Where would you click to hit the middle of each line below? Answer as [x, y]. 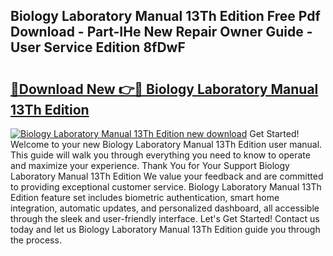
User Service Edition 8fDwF [98, 47]
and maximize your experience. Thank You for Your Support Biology [150, 165]
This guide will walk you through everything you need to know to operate [160, 155]
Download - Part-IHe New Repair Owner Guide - [161, 32]
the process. [36, 240]
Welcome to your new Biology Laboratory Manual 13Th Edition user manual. [166, 144]
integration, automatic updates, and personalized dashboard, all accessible [165, 208]
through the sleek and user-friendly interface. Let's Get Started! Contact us [165, 218]
